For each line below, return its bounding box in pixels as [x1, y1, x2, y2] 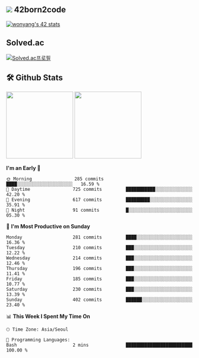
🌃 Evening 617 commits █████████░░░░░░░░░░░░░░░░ [6, 197, 193, 203]
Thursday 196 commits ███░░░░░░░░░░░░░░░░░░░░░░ [6, 266, 193, 272]
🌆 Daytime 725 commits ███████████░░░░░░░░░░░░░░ [6, 187, 193, 193]
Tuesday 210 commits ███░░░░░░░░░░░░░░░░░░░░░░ [6, 245, 193, 251]
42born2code [14, 5, 67, 15]
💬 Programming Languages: [6, 337, 70, 343]
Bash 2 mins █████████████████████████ [6, 342, 193, 348]
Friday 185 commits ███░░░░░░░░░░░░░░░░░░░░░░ [6, 276, 193, 282]
